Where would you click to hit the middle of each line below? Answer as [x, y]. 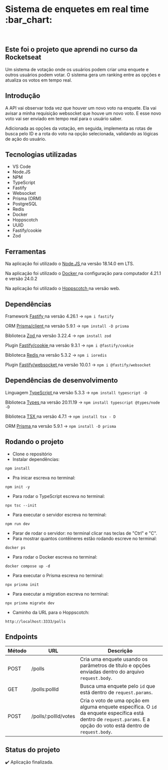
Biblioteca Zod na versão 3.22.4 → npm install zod [58, 336]
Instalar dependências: [36, 459]
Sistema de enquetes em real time [77, 9]
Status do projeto [33, 750]
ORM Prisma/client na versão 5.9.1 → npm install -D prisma [67, 326]
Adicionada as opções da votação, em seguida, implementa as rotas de [79, 128]
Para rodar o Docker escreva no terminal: [55, 557]
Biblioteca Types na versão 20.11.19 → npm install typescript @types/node [82, 402]
